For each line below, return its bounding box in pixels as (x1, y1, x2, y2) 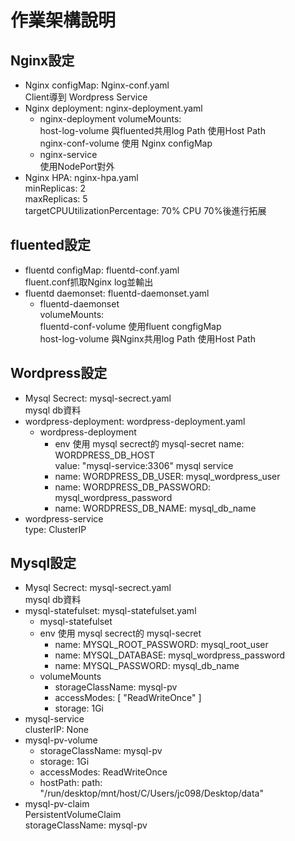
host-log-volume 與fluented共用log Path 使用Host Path (39, 125, 266, 136)
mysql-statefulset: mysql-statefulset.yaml (24, 605, 197, 617)
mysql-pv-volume (24, 734, 98, 746)
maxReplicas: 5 (24, 193, 88, 205)
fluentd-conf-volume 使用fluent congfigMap (39, 320, 222, 332)
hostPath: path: (39, 777, 103, 789)
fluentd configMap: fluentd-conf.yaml (24, 264, 180, 276)
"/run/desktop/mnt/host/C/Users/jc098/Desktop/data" (39, 787, 264, 800)
